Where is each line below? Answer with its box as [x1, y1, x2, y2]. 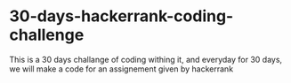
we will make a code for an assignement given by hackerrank [9, 64, 234, 74]
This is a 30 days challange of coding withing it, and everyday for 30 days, [9, 54, 283, 64]
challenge [9, 25, 85, 45]
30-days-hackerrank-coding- [9, 6, 234, 26]
